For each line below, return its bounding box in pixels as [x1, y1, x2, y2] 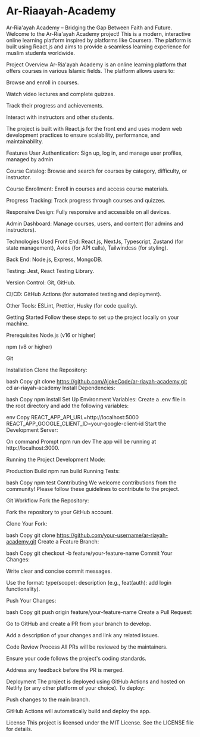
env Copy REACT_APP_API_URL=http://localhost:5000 [6, 413, 139, 420]
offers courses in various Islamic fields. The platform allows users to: [6, 67, 175, 74]
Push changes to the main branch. [6, 696, 90, 703]
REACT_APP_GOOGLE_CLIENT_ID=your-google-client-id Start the [6, 420, 167, 427]
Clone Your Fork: [6, 520, 48, 527]
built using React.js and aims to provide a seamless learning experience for [6, 43, 190, 50]
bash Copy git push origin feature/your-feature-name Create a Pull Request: [6, 608, 193, 616]
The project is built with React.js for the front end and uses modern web [6, 125, 183, 132]
